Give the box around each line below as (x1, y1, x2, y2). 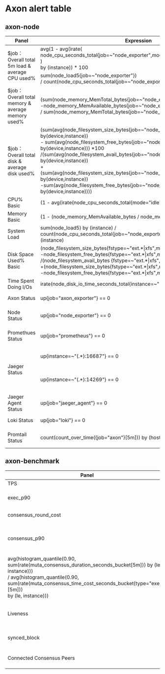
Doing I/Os (7, 284, 32, 290)
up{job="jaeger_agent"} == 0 (40, 400, 108, 406)
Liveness (7, 610, 28, 617)
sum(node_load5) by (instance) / (40, 225, 116, 231)
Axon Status (7, 295, 36, 301)
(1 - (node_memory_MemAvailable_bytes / (40, 213, 139, 220)
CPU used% (7, 75, 36, 81)
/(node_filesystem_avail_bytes (40, 257, 110, 264)
